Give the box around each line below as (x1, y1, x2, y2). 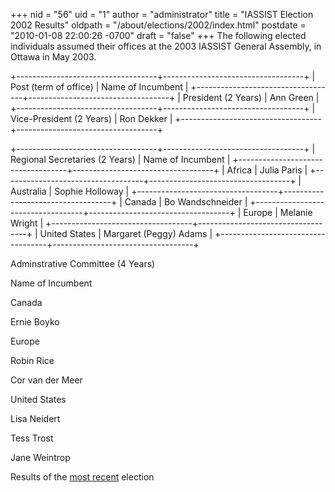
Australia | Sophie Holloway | (10, 185, 130, 197)
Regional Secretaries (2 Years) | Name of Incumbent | (10, 154, 231, 165)
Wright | (10, 217, 44, 229)
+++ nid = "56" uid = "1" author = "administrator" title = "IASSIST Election (10, 9, 314, 20)
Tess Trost (10, 432, 54, 444)
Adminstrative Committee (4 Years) (10, 258, 156, 269)
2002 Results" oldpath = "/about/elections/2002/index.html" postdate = (10, 19, 307, 31)
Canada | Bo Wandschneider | (124, 196, 248, 208)
